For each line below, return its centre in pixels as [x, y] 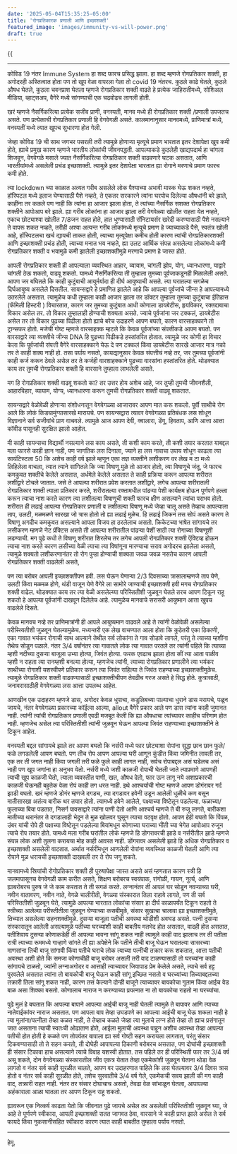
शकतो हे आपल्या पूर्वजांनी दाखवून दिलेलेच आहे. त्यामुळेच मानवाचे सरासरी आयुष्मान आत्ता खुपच [110, 600]
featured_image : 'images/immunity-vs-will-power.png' [88, 27]
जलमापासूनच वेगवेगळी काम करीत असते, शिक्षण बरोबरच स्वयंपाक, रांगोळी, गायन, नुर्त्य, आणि [108, 879]
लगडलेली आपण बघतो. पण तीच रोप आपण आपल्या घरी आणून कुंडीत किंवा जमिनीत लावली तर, [120, 754]
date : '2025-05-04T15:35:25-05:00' [60, 14]
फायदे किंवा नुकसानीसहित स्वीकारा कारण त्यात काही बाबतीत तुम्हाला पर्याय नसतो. [96, 1122]
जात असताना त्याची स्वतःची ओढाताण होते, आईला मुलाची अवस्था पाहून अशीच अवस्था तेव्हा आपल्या [115, 1028]
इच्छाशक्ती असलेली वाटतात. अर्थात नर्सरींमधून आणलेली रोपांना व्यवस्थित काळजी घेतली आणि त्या [113, 849]
